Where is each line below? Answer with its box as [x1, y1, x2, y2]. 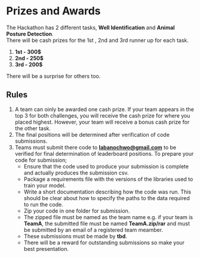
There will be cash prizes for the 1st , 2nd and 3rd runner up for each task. [6, 36, 189, 44]
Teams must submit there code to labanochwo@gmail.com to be [14, 143, 177, 150]
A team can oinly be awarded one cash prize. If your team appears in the [14, 106, 194, 113]
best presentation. [23, 245, 69, 252]
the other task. [14, 124, 51, 132]
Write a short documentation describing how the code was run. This [23, 188, 192, 195]
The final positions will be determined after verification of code [14, 131, 170, 138]
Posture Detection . [6, 30, 54, 37]
